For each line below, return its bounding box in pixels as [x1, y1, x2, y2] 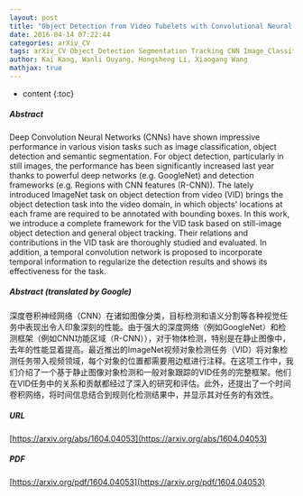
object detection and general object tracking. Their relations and [9, 227, 249, 238]
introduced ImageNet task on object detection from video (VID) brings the [9, 188, 284, 199]
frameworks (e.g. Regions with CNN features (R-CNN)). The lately [9, 179, 254, 190]
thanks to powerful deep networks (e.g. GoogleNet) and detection [9, 170, 254, 180]
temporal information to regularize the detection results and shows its [9, 256, 268, 267]
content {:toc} [22, 87, 75, 99]
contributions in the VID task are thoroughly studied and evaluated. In [9, 236, 268, 248]
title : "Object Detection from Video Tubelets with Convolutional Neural [9, 22, 293, 31]
